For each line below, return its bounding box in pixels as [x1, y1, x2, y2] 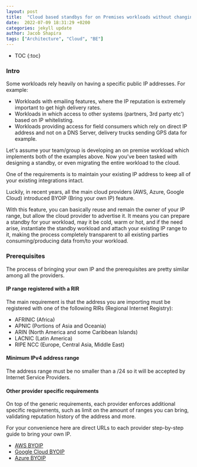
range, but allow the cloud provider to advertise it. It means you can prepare [6, 213, 190, 220]
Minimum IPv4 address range [6, 355, 80, 362]
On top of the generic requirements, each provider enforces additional [6, 400, 176, 408]
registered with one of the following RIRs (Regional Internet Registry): [6, 304, 173, 312]
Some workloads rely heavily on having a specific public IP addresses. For [6, 80, 186, 87]
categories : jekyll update [6, 25, 72, 31]
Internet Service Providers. [6, 374, 71, 380]
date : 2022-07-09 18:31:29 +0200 [6, 19, 91, 25]
